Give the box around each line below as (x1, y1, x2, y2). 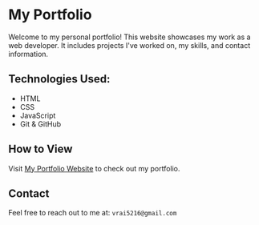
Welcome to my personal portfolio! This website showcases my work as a (8, 32, 251, 42)
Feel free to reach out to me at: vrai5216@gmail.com (8, 208, 177, 218)
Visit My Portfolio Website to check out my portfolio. (8, 163, 180, 173)
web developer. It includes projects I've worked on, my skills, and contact (8, 40, 251, 50)
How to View (8, 143, 73, 156)
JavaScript (19, 110, 56, 120)
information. (8, 49, 49, 58)
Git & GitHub (19, 119, 62, 129)
